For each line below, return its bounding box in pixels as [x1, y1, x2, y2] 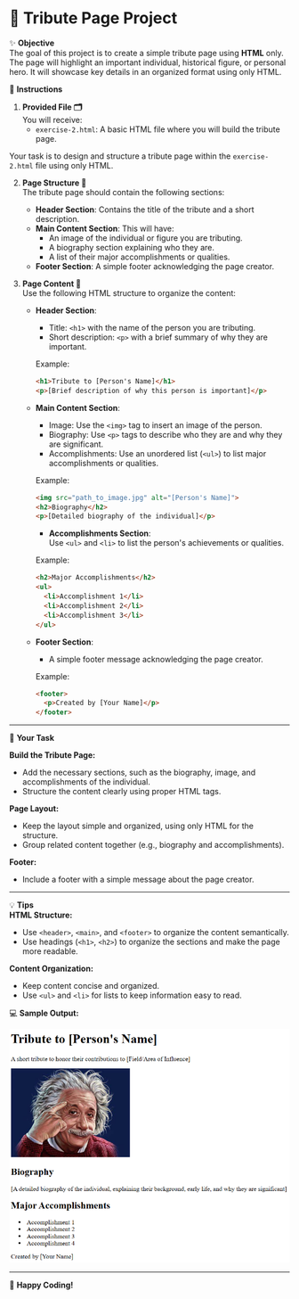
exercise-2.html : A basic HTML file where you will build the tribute [35, 124, 280, 135]
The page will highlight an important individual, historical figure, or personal [9, 57, 287, 68]
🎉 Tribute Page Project [9, 8, 178, 29]
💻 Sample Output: [9, 1007, 79, 1019]
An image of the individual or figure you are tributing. [48, 232, 243, 243]
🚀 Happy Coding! [9, 1279, 74, 1291]
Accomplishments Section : [48, 528, 151, 539]
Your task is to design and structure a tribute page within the [9, 151, 231, 161]
